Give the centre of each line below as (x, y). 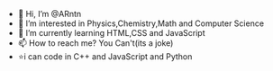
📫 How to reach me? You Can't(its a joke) (96, 43)
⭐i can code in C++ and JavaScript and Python (105, 57)
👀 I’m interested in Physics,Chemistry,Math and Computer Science (141, 23)
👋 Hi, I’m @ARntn (50, 14)
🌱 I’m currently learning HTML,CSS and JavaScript (111, 33)
